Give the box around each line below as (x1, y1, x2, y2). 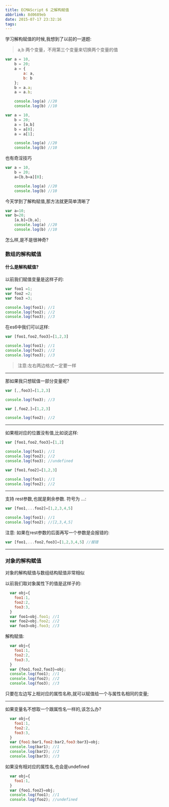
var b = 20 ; (5, 213, 26, 218)
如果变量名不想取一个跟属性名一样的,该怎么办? (5, 706, 102, 713)
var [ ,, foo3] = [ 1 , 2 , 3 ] (5, 388, 51, 393)
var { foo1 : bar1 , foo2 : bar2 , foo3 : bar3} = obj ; (10, 740, 100, 745)
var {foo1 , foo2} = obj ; (10, 788, 55, 793)
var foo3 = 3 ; (5, 296, 33, 301)
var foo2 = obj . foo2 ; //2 (10, 619, 59, 624)
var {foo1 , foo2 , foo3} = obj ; (10, 667, 66, 672)
